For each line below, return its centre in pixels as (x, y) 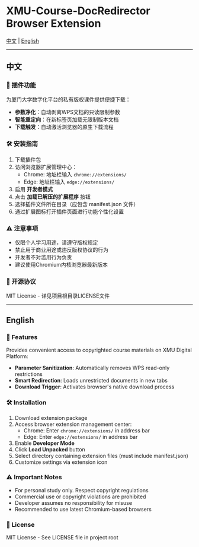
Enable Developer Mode (45, 443)
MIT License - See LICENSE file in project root (62, 537)
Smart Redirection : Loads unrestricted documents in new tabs (91, 381)
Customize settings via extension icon (61, 462)
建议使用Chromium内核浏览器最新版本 (61, 265)
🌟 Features (22, 337)
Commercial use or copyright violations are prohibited (80, 497)
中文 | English (23, 40)
